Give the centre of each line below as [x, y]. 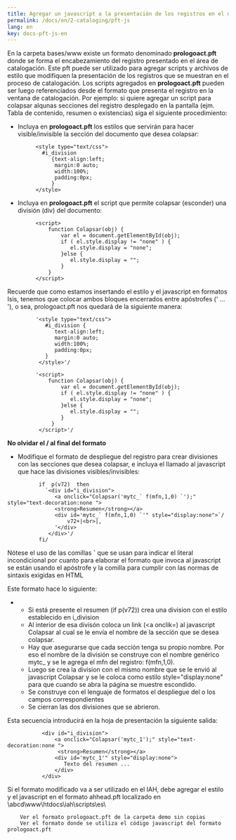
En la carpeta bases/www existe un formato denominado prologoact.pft [112, 53]
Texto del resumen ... [97, 764]
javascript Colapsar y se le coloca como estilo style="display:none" [125, 677]
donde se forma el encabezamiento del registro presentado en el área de [113, 61]
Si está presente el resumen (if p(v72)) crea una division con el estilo [127, 610]
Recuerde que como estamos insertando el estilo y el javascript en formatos [117, 291]
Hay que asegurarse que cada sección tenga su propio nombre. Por [126, 648]
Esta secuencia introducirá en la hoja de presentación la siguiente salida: [112, 721]
